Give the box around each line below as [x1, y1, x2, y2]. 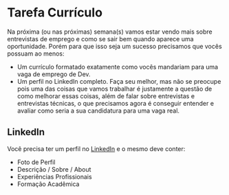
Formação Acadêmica [17, 180, 80, 188]
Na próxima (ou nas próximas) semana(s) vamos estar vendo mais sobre [7, 27, 213, 36]
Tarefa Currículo [7, 5, 103, 21]
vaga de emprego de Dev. [17, 70, 91, 78]
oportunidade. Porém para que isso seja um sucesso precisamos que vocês [7, 42, 222, 50]
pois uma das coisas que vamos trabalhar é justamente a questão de [17, 84, 212, 93]
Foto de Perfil [17, 158, 56, 166]
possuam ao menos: [7, 49, 65, 58]
